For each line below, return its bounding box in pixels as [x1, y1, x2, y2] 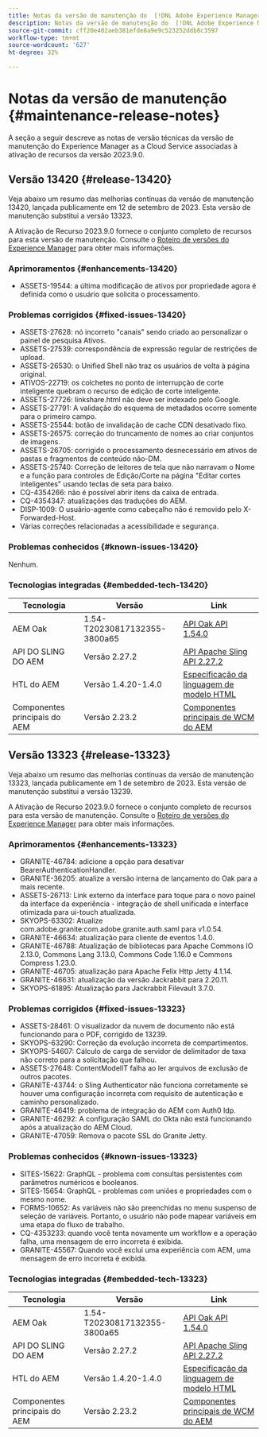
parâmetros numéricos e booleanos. [19, 1177, 139, 1187]
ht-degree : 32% [8, 48, 59, 56]
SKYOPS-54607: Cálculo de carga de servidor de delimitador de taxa [19, 1047, 246, 1056]
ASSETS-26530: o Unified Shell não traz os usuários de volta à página [19, 361, 250, 370]
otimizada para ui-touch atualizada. [19, 908, 137, 917]
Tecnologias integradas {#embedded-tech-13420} [8, 579, 209, 591]
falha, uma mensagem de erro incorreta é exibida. [19, 1237, 184, 1246]
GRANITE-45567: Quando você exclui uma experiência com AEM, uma [19, 1245, 251, 1254]
